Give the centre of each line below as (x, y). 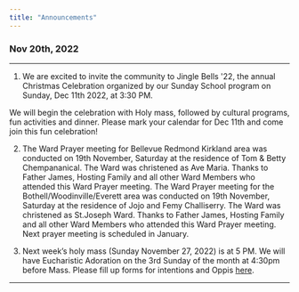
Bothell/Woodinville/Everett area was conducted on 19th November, (145, 196)
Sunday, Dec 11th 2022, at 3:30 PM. (87, 95)
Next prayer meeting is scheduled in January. (105, 233)
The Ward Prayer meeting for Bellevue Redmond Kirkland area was (145, 149)
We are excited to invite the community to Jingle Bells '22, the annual (149, 76)
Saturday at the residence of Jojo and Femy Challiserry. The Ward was (151, 205)
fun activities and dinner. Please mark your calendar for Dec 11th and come (146, 122)
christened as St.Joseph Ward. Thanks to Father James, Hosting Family (153, 215)
